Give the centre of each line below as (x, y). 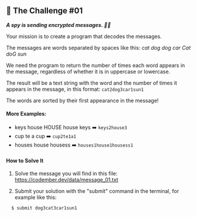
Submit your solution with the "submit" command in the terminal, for (97, 191)
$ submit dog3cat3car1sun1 (44, 208)
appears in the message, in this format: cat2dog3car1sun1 (75, 89)
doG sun (16, 54)
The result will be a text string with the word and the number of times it (92, 83)
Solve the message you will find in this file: (66, 174)
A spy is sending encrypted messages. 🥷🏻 (59, 25)
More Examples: (26, 114)
